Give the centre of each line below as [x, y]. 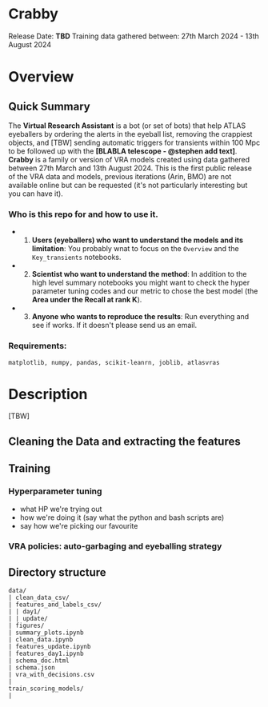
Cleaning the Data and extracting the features [125, 441]
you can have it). [36, 194]
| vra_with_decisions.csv [51, 675]
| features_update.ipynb [50, 647]
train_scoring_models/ [46, 689]
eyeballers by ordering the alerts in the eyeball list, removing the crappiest [130, 134]
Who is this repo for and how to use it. [83, 214]
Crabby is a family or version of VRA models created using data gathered [129, 159]
